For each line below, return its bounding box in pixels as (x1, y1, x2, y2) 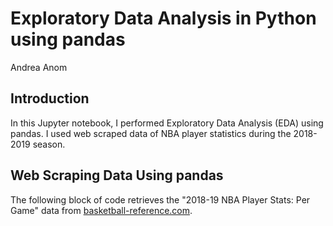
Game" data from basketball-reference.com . (10, 204, 193, 216)
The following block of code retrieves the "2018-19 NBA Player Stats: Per (10, 193, 311, 206)
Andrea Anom (10, 61, 68, 73)
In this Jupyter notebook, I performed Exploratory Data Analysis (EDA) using (10, 117, 324, 129)
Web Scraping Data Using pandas (10, 167, 224, 184)
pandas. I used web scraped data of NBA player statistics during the (10, 127, 292, 139)
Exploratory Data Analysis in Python (10, 7, 317, 30)
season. (32, 138, 66, 150)
